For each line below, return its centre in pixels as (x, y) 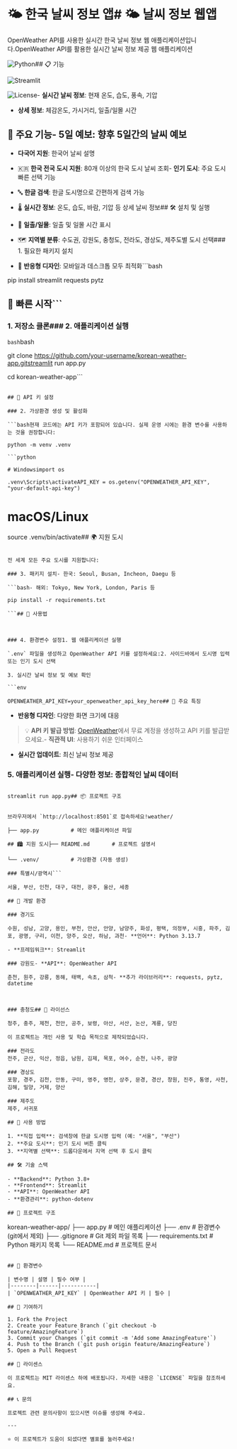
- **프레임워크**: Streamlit (47, 950)
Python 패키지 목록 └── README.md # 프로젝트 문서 (82, 1245)
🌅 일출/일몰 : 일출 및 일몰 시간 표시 (64, 224)
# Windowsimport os (36, 470)
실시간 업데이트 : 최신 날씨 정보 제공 (66, 755)
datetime (20, 983)
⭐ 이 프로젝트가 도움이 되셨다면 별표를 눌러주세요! (71, 1439)
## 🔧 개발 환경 (27, 901)
